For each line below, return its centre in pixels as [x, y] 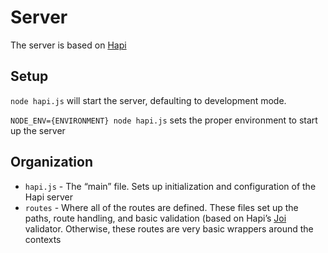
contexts [43, 239]
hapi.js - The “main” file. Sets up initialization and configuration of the [170, 186]
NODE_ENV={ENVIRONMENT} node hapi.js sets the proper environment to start [164, 120]
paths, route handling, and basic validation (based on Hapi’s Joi [155, 218]
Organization [51, 162]
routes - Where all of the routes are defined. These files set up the [161, 207]
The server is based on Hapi [68, 45]
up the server [38, 130]
